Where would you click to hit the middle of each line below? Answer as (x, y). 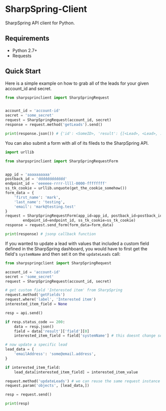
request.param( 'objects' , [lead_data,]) (47, 386)
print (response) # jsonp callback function (51, 234)
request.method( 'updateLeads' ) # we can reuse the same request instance (83, 381)
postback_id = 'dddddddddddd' (36, 179)
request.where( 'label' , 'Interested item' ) (51, 299)
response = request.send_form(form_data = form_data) (59, 225)
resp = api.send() (24, 313)
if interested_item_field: (33, 367)
